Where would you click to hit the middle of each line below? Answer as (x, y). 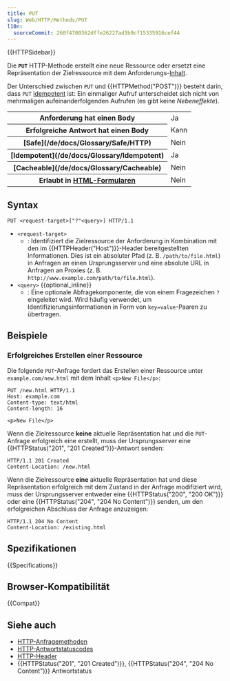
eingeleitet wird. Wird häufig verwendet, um (90, 300)
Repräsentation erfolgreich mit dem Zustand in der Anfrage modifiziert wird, (115, 487)
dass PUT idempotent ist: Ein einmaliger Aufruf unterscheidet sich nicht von (113, 94)
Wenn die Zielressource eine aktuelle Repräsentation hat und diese (102, 479)
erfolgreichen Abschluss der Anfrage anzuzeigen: (78, 509)
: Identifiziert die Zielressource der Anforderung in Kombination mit (122, 241)
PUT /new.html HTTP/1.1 (41, 390)
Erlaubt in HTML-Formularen (87, 181)
